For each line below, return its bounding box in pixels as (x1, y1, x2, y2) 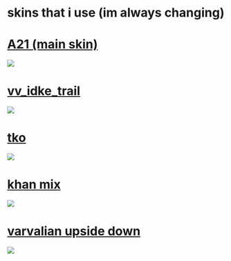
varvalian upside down (7, 224, 140, 240)
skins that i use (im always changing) (7, 5, 225, 21)
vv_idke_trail (7, 83, 81, 99)
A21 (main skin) (7, 37, 98, 53)
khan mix (7, 177, 61, 192)
